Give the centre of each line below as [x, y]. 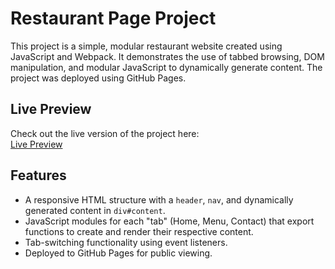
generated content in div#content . [95, 210]
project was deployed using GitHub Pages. [98, 78]
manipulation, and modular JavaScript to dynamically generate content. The [166, 67]
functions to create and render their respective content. [139, 231]
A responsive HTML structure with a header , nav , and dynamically [159, 199]
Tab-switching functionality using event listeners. [126, 242]
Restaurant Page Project [113, 18]
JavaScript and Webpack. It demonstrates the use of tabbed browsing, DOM [167, 56]
